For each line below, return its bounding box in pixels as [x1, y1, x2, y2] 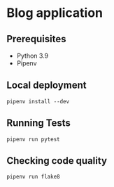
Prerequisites [6, 33, 66, 45]
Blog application [6, 5, 103, 21]
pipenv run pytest [6, 136, 60, 143]
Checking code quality [6, 155, 108, 167]
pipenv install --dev [6, 98, 70, 105]
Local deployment [6, 79, 87, 91]
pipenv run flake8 [6, 174, 60, 181]
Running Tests [6, 117, 71, 129]
